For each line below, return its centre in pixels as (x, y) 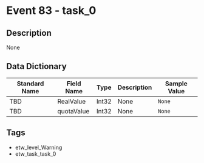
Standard (30, 84)
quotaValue (73, 111)
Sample (176, 84)
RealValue (72, 101)
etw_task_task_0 (36, 154)
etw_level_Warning (39, 147)
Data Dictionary (36, 66)
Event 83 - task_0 (51, 11)
